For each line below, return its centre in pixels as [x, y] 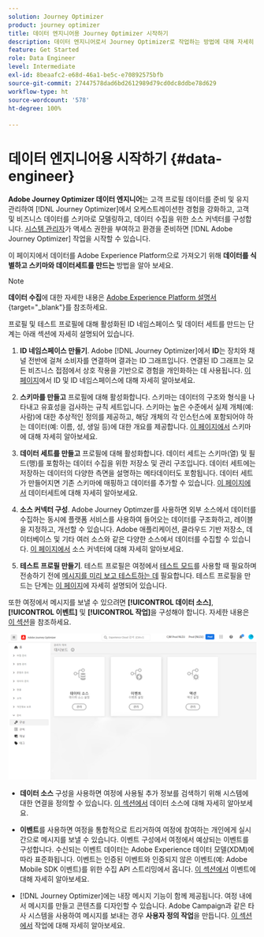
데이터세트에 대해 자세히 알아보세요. [83, 493]
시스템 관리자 [45, 229]
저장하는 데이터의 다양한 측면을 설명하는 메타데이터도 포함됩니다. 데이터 [129, 473]
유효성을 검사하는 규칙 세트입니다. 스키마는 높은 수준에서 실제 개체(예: [147, 407]
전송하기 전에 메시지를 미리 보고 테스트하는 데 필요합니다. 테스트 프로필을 [131, 575]
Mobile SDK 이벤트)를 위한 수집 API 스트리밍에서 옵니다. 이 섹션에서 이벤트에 [138, 869]
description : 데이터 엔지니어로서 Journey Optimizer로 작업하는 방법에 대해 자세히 [131, 42]
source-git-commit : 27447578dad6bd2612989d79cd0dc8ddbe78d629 [112, 83]
